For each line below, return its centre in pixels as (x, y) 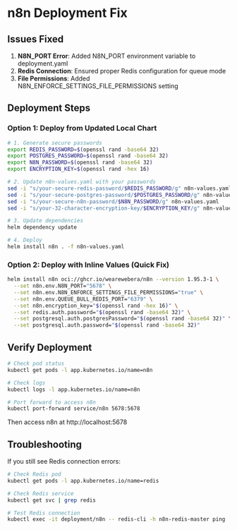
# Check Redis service (41, 493)
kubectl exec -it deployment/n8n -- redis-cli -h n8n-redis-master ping (116, 519)
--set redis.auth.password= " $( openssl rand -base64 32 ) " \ (102, 312)
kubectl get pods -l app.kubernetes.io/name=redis (83, 481)
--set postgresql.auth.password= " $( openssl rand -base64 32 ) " (107, 325)
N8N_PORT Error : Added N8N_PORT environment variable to (107, 56)
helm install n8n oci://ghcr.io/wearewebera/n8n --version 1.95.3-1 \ (113, 279)
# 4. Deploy (25, 240)
